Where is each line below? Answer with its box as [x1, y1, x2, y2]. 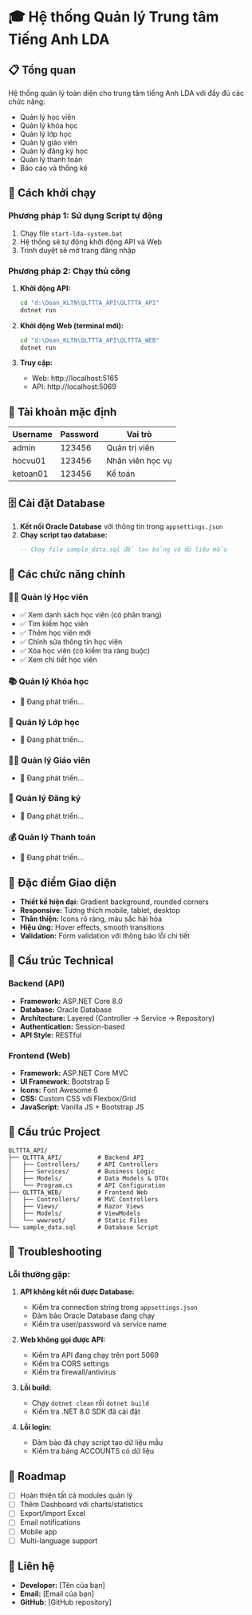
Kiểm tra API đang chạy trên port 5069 [31, 1351, 159, 1360]
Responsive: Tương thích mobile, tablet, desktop [19, 905, 181, 915]
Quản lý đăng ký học [19, 146, 89, 156]
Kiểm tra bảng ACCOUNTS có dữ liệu [31, 1446, 154, 1456]
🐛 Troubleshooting [8, 1245, 102, 1259]
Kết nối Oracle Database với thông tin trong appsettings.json [19, 522, 223, 531]
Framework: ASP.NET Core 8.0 [19, 996, 123, 1006]
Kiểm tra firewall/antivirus [31, 1367, 116, 1377]
